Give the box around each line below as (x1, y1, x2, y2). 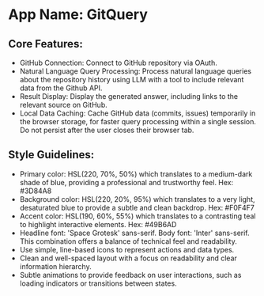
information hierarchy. (19, 261, 92, 271)
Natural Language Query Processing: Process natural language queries (19, 66, 251, 76)
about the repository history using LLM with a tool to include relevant (19, 75, 244, 84)
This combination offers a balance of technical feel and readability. (19, 236, 237, 246)
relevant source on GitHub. (19, 101, 108, 109)
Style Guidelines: (8, 148, 95, 161)
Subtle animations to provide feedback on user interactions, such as (19, 270, 242, 279)
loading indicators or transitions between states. (19, 279, 177, 288)
